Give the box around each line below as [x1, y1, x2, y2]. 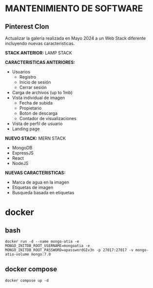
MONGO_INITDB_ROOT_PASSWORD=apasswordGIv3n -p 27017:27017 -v [5, 247, 134, 252]
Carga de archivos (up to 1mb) [12, 90, 73, 95]
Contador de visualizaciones [19, 116, 77, 121]
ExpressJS [12, 150, 34, 156]
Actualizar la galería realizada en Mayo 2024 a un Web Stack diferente [5, 35, 146, 41]
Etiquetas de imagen [12, 185, 53, 190]
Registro [19, 74, 36, 80]
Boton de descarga [19, 110, 58, 116]
